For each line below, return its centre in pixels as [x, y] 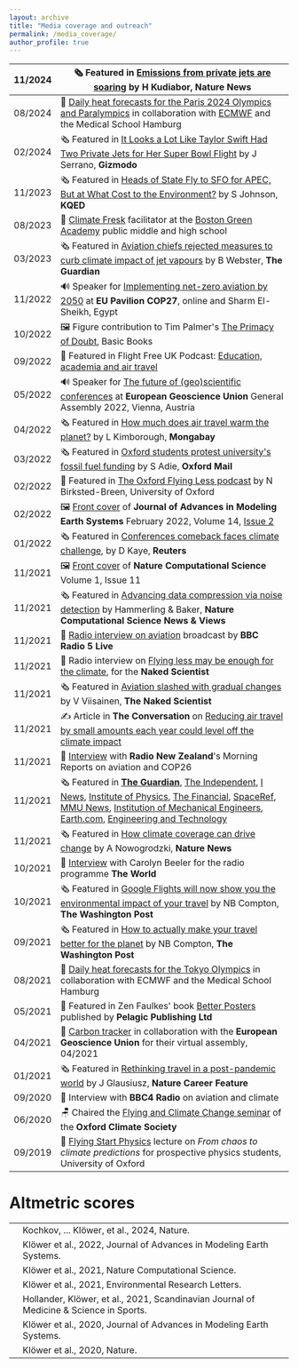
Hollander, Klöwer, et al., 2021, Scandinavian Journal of [139, 1300]
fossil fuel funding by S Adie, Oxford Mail [147, 466]
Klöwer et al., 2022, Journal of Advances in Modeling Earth [145, 1245]
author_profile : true [49, 42]
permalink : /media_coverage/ [63, 34]
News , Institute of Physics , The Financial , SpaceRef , [169, 797]
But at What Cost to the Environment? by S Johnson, [169, 195]
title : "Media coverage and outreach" [81, 26]
